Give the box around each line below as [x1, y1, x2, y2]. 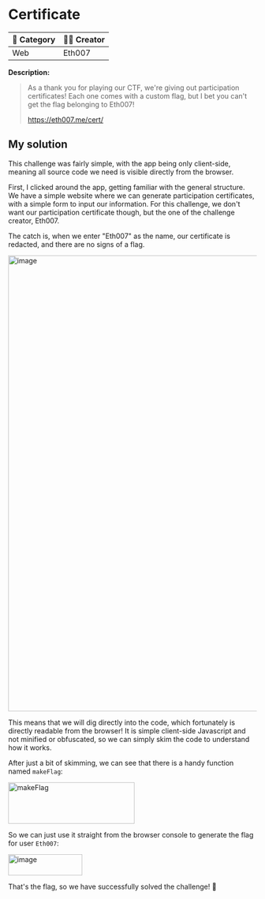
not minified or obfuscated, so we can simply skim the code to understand [8, 734, 250, 744]
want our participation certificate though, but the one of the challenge [8, 207, 235, 217]
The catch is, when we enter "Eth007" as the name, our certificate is [8, 231, 231, 241]
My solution [8, 138, 69, 151]
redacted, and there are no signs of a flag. [8, 239, 145, 249]
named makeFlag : [8, 767, 63, 776]
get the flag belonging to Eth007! [27, 99, 135, 109]
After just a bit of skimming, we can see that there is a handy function [8, 758, 234, 767]
